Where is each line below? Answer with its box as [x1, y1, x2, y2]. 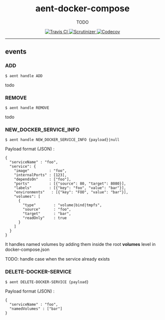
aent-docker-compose [35, 3, 130, 14]
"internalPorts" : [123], [14, 173, 67, 178]
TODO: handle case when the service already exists [5, 256, 110, 262]
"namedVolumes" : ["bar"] [9, 306, 63, 311]
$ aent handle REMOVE [5, 105, 50, 110]
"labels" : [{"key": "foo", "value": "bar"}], [14, 186, 126, 190]
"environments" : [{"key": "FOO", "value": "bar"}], [14, 190, 129, 195]
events [5, 48, 27, 56]
